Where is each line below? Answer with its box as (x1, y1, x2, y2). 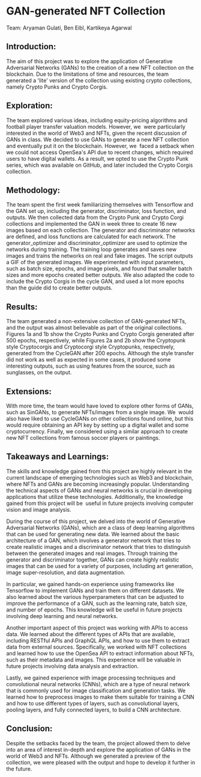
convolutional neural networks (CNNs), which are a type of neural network (6, 680, 190, 687)
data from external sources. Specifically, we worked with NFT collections (6, 643, 187, 651)
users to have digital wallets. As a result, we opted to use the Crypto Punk (6, 155, 189, 162)
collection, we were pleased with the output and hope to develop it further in (6, 758, 196, 766)
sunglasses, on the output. (6, 369, 72, 376)
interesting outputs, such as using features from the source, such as (6, 362, 175, 370)
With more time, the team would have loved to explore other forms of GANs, (6, 402, 194, 409)
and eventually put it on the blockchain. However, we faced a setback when (6, 142, 195, 149)
